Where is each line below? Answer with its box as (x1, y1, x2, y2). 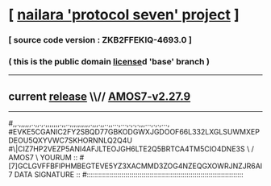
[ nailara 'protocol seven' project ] (8, 6, 240, 24)
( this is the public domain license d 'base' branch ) (8, 56, 210, 68)
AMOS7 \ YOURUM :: (8, 153, 78, 163)
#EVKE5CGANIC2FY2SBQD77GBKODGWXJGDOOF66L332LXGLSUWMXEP (8, 127, 261, 137)
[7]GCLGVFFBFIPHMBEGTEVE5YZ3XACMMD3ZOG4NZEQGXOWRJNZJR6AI (8, 161, 263, 171)
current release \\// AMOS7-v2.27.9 (8, 89, 191, 103)
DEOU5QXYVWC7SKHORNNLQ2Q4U (8, 135, 133, 146)
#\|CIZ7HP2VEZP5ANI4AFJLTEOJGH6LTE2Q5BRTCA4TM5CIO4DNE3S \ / (8, 144, 254, 154)
